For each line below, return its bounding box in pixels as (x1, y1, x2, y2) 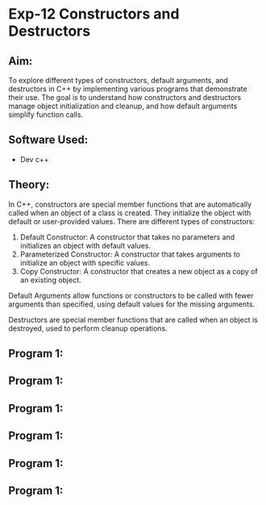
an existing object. (19, 275, 82, 285)
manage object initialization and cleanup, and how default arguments (8, 102, 238, 111)
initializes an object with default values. (19, 240, 152, 250)
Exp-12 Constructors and (8, 5, 180, 23)
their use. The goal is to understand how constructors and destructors (8, 93, 242, 102)
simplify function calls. (8, 110, 83, 119)
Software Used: (8, 133, 89, 147)
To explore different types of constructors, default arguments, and (8, 76, 228, 85)
